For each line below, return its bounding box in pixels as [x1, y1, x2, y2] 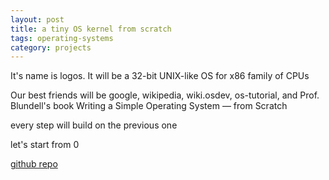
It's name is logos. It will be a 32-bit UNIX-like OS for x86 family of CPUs [10, 70, 310, 82]
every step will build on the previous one [10, 119, 178, 131]
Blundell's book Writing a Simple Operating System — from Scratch [10, 100, 288, 112]
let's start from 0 [10, 139, 80, 151]
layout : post [10, 14, 65, 25]
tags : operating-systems [10, 33, 114, 43]
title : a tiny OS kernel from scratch [10, 24, 172, 34]
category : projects [10, 42, 92, 53]
